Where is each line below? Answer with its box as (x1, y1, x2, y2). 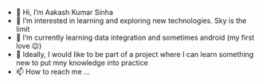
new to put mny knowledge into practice (15, 58, 149, 67)
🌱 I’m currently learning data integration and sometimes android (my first (15, 32, 255, 42)
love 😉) (15, 41, 42, 51)
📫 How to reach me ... (15, 67, 90, 76)
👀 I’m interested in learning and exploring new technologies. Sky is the (15, 16, 247, 25)
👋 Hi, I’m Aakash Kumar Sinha (15, 8, 114, 17)
